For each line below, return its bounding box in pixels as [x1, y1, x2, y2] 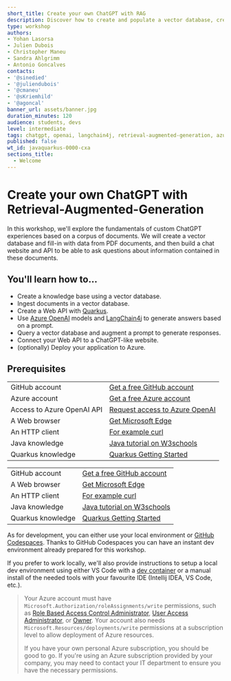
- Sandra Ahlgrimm [7, 55, 60, 62]
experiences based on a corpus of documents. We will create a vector [7, 231, 206, 240]
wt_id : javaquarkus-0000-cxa [7, 145, 91, 151]
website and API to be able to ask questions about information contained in [7, 246, 220, 255]
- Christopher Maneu [7, 49, 67, 56]
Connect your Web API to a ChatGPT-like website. [16, 335, 159, 344]
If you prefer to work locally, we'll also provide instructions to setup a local [7, 559, 218, 567]
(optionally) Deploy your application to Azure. [16, 343, 146, 351]
